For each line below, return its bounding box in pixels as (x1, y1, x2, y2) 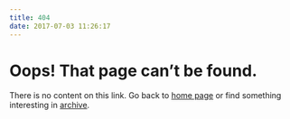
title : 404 (9, 13, 51, 23)
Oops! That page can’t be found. (9, 60, 257, 81)
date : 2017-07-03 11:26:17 (9, 22, 111, 31)
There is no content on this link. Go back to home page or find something (9, 90, 282, 101)
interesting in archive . (9, 100, 90, 111)
